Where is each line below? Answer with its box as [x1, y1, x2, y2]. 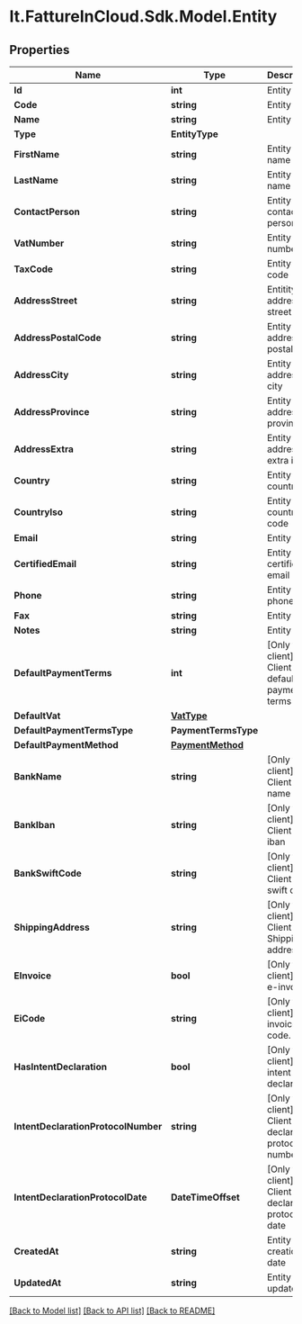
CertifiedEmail [13, 558, 77, 570]
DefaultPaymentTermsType [13, 725, 133, 736]
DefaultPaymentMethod [13, 739, 119, 751]
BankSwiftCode [13, 867, 83, 879]
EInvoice [13, 969, 52, 982]
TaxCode [13, 263, 54, 275]
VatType [170, 709, 209, 722]
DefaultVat [13, 709, 61, 722]
